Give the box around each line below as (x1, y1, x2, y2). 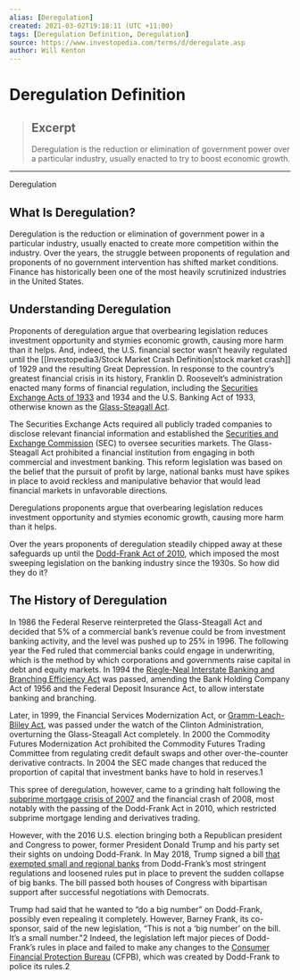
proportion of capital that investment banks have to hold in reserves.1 (9, 767, 263, 777)
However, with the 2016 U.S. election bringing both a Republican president (9, 829, 283, 840)
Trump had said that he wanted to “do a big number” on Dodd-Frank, (9, 903, 263, 915)
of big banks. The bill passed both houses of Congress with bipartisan (9, 876, 268, 888)
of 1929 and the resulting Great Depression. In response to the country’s (9, 363, 275, 374)
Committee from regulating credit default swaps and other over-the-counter (9, 747, 288, 759)
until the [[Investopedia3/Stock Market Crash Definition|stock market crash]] (9, 353, 291, 364)
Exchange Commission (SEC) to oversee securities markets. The (9, 437, 247, 448)
